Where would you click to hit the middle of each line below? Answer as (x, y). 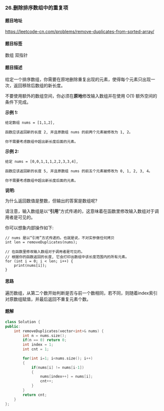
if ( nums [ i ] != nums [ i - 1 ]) (58, 367)
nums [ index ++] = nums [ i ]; (66, 377)
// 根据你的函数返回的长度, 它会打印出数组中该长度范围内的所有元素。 (67, 257)
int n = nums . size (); (45, 335)
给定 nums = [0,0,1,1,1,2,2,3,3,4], (42, 161)
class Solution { (23, 322)
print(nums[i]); (31, 265)
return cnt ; (35, 395)
